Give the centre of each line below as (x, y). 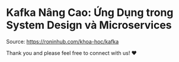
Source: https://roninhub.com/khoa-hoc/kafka (63, 41)
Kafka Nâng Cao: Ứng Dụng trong (90, 13)
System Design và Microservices (89, 25)
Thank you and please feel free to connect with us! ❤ (72, 53)
